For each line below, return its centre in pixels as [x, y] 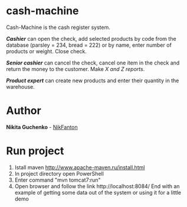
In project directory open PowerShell [59, 173]
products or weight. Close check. [47, 51]
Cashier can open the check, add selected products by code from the [91, 38]
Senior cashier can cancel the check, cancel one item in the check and [93, 63]
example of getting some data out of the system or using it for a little [98, 192]
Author [24, 111]
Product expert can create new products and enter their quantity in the [93, 80]
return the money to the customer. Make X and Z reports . [76, 69]
